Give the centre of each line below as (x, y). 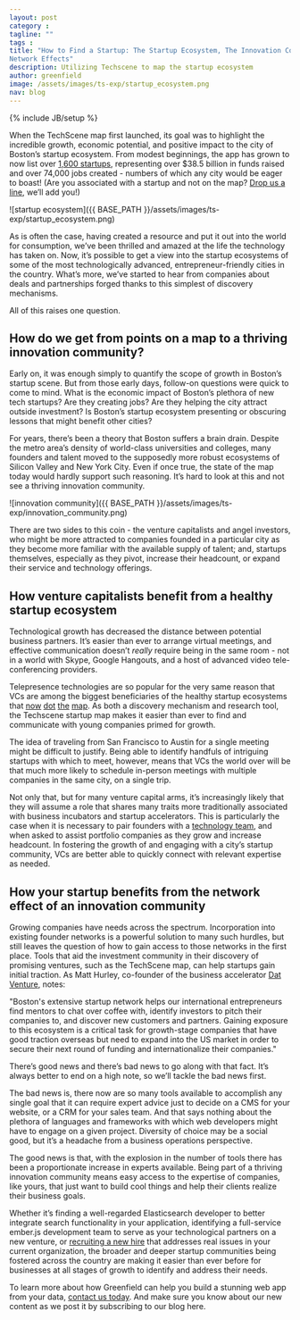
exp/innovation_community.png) (68, 513)
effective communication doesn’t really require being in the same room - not (150, 651)
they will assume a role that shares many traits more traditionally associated (149, 807)
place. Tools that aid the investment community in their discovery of (134, 956)
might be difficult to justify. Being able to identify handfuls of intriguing (139, 752)
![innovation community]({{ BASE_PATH (82, 503)
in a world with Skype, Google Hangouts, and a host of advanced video (140, 660)
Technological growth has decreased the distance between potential (135, 631)
